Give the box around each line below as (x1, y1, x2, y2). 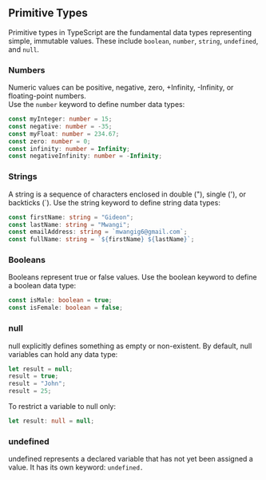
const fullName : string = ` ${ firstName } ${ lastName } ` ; (8, 236, 195, 244)
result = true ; (8, 372, 59, 380)
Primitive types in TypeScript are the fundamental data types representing (8, 27, 252, 37)
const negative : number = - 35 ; (8, 122, 113, 130)
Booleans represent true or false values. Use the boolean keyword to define (8, 272, 257, 282)
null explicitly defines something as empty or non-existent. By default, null (8, 341, 252, 351)
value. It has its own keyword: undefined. (8, 462, 144, 472)
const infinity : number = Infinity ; (8, 145, 130, 153)
